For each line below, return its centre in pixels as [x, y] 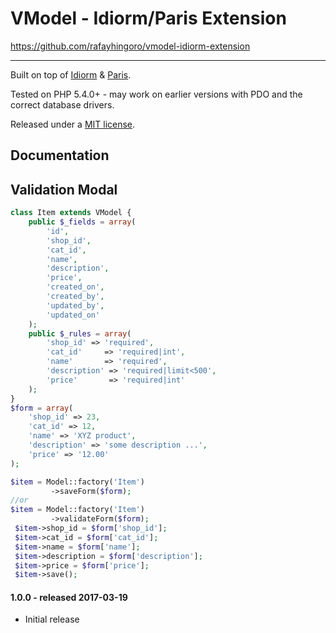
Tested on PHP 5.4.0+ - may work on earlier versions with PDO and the [156, 94]
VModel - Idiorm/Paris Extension [148, 18]
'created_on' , [75, 287]
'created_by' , [75, 297]
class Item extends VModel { [71, 213]
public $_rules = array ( [80, 333]
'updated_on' [73, 315]
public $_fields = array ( [82, 222]
